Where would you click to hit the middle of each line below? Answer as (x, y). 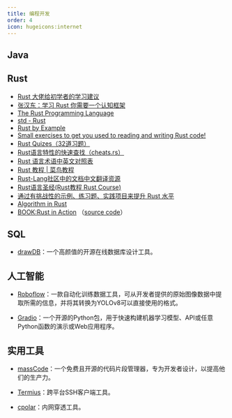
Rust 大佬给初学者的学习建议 (58, 96)
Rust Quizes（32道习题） (54, 143)
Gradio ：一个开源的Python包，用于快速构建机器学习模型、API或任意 (115, 318)
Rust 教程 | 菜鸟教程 (46, 170)
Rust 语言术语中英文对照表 (55, 161)
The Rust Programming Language (65, 113)
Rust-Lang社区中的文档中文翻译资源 (69, 178)
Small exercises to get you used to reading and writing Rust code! (111, 135)
